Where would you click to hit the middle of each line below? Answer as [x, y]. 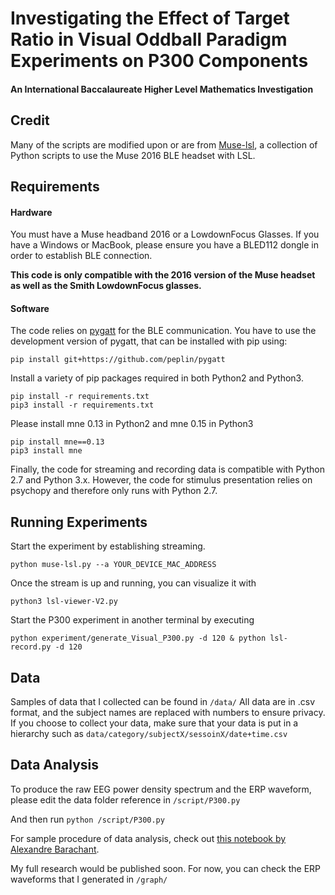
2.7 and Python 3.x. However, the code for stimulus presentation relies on [161, 480]
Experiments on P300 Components [159, 61]
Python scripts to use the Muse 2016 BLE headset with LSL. [133, 155]
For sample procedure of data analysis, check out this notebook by [148, 838]
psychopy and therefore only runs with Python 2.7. [114, 491]
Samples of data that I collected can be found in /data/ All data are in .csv [163, 702]
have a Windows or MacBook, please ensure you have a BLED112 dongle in [165, 245]
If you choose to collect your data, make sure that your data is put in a [154, 723]
